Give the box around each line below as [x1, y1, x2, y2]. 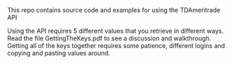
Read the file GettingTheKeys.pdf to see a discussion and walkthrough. [7, 34, 212, 42]
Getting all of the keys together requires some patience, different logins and [7, 42, 226, 49]
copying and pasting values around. [7, 49, 110, 57]
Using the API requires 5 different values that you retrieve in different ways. [7, 27, 224, 35]
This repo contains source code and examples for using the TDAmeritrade [7, 6, 221, 14]
